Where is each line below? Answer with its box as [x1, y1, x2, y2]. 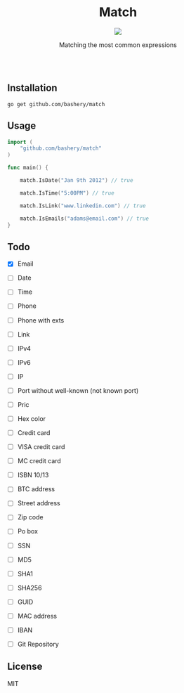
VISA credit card [17, 443, 65, 451]
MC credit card [17, 457, 61, 465]
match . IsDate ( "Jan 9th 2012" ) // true [20, 177, 133, 184]
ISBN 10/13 [17, 471, 49, 479]
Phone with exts [17, 316, 65, 324]
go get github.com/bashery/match [7, 101, 105, 108]
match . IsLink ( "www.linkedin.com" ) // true [20, 202, 146, 209]
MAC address [17, 611, 58, 620]
